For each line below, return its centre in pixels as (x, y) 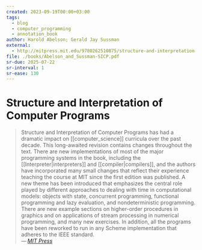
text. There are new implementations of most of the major (92, 151)
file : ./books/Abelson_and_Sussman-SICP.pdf (63, 56)
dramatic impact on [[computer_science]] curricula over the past (101, 139)
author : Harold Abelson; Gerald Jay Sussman (63, 40)
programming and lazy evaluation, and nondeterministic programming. (108, 203)
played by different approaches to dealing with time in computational (106, 190)
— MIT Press (37, 241)
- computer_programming (41, 29)
